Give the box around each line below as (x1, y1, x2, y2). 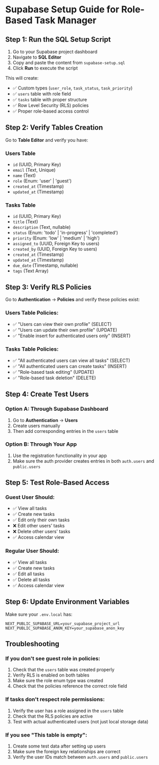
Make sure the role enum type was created (12, 678, 103, 684)
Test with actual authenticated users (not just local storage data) (12, 718, 149, 724)
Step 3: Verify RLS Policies (5, 283, 92, 292)
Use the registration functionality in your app (12, 452, 107, 459)
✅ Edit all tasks (12, 571, 45, 577)
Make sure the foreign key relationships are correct (12, 748, 121, 754)
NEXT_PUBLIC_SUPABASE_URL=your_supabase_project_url (5, 621, 120, 626)
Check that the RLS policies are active (12, 713, 93, 719)
